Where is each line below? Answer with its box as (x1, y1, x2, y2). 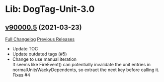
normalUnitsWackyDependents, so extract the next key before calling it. (12, 67, 160, 73)
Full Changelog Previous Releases (5, 36, 75, 42)
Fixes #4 (12, 72, 31, 78)
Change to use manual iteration (12, 56, 77, 62)
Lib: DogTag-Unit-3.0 (5, 3, 95, 15)
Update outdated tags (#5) (12, 51, 67, 57)
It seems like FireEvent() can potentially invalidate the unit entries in (12, 62, 151, 67)
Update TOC (12, 46, 38, 51)
